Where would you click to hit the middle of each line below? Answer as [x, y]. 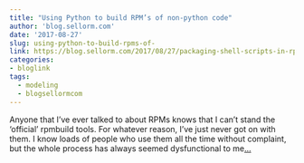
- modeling [38, 85]
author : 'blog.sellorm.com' [62, 26]
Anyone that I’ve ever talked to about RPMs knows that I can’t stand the [142, 120]
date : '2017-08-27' [46, 34]
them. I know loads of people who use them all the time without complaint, [148, 139]
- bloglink [30, 69]
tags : [19, 77]
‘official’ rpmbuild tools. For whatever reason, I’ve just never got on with [142, 129]
